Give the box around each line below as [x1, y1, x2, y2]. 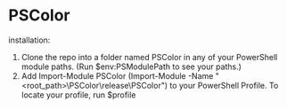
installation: [8, 35, 51, 45]
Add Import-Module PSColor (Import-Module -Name [20, 70, 214, 81]
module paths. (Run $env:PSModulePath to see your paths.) [20, 61, 242, 72]
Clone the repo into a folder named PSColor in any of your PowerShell [20, 51, 278, 62]
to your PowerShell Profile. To [169, 80, 279, 90]
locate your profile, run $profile [20, 90, 136, 100]
